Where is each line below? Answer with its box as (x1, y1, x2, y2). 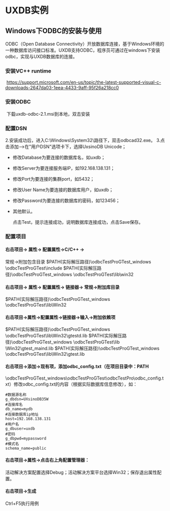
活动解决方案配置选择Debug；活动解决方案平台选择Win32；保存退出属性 (5, 469, 157, 475)
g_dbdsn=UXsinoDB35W (5, 396, 49, 401)
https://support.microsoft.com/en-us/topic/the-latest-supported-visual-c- (6, 79, 161, 85)
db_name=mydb (5, 406, 33, 412)
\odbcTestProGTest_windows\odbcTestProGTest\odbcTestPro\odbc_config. (5, 375, 162, 381)
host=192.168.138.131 (5, 416, 51, 421)
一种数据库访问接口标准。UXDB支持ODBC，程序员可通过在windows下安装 (5, 47, 161, 53)
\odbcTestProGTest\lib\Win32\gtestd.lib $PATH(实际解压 (5, 333, 123, 339)
